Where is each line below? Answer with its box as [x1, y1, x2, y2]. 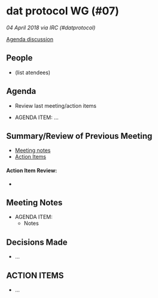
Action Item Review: [6, 166, 57, 174]
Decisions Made [6, 237, 68, 247]
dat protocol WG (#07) [6, 4, 120, 18]
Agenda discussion [6, 35, 54, 42]
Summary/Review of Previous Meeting [6, 130, 153, 141]
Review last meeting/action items [14, 102, 97, 109]
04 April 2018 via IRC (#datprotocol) [6, 24, 96, 31]
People [6, 53, 33, 63]
